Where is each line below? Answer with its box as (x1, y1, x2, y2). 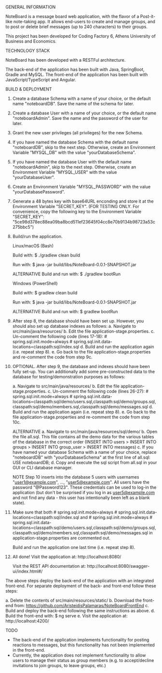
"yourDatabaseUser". (12, 175, 55, 180)
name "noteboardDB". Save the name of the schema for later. (12, 101, 135, 106)
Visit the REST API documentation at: (12, 563, 86, 569)
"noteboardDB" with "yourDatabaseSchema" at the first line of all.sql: (12, 454, 151, 460)
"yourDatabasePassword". (12, 189, 65, 194)
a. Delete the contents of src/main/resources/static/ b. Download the (5, 597, 142, 603)
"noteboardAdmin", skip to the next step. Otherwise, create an (12, 164, 136, 170)
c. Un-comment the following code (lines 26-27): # (48, 388, 149, 394)
